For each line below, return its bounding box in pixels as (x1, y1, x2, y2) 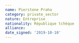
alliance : (5, 26, 26, 31)
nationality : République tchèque (5, 21, 75, 26)
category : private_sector (5, 12, 59, 17)
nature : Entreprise (5, 16, 46, 21)
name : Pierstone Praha (5, 7, 52, 12)
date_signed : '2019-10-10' (5, 30, 61, 35)
